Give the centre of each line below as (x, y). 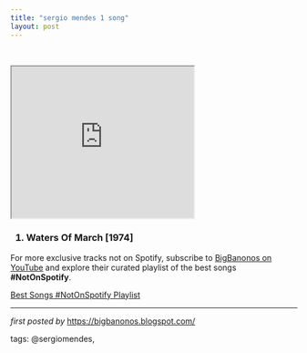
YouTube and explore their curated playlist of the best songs (123, 267)
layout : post (35, 26)
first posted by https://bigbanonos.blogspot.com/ (103, 321)
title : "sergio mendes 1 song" (70, 18)
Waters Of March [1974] (80, 238)
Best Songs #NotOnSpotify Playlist (75, 295)
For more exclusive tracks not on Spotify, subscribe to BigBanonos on (141, 257)
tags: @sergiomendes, (52, 338)
